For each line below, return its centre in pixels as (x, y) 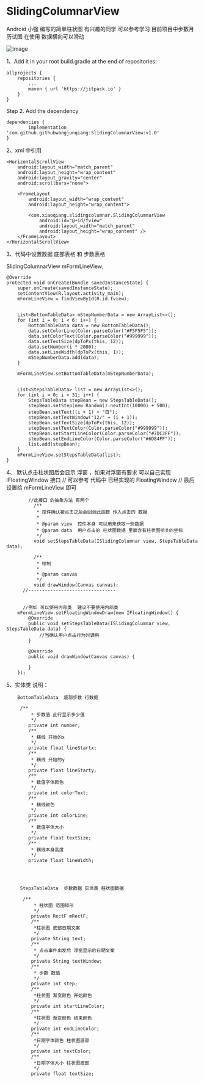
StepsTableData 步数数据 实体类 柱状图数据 (72, 888)
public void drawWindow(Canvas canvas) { (82, 657)
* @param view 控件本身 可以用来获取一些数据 (90, 524)
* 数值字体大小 (47, 827)
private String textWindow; (67, 961)
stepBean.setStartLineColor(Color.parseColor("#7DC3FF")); (105, 433)
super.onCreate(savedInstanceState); (65, 288)
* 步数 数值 (47, 973)
